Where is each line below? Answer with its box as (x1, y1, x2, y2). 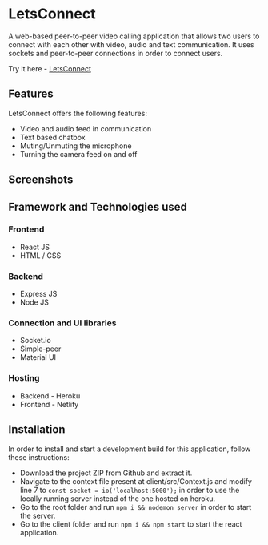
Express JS (19, 289, 58, 299)
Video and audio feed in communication (19, 123, 152, 133)
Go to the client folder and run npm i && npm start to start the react (19, 519, 242, 529)
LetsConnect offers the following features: (8, 108, 148, 118)
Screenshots (8, 173, 74, 187)
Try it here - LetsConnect (8, 63, 92, 73)
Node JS (19, 297, 50, 307)
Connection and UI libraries (8, 317, 117, 329)
